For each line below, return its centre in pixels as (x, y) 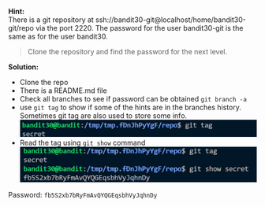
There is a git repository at (51, 20)
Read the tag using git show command (82, 142)
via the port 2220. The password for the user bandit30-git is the (139, 28)
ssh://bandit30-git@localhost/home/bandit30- (171, 20)
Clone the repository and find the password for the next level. (127, 52)
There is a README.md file (63, 91)
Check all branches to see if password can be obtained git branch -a (133, 99)
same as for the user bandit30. (58, 36)
